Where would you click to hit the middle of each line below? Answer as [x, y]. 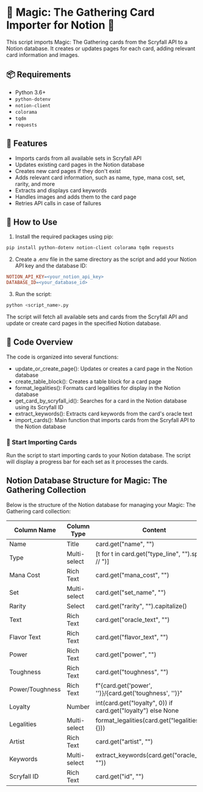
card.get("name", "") [125, 544]
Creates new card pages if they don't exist [68, 171]
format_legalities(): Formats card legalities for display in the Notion [98, 388]
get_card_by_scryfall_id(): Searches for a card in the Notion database [101, 401]
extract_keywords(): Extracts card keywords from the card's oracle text [104, 414]
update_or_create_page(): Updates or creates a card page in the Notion [104, 368]
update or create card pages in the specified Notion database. [84, 323]
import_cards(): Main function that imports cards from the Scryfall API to [105, 420]
